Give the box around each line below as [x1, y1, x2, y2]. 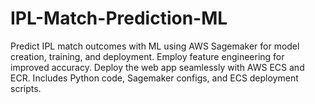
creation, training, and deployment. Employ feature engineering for [10, 50, 285, 62]
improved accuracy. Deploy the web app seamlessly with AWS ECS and [10, 61, 305, 73]
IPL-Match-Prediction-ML [10, 7, 228, 30]
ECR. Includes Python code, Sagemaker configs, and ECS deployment [10, 72, 299, 84]
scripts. [10, 82, 42, 94]
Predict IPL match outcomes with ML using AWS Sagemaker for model [10, 40, 300, 52]
